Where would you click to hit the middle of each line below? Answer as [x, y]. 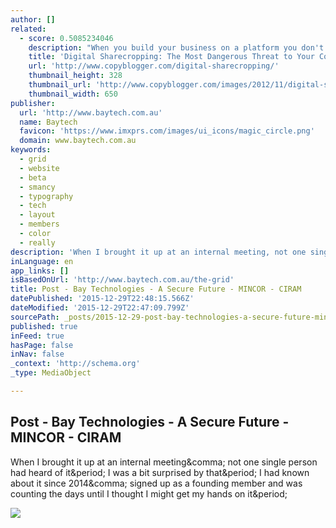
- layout [37, 215]
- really [37, 242]
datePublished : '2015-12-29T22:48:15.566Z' [102, 299]
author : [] [33, 19]
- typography [46, 196]
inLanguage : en [42, 261]
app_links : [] [40, 271]
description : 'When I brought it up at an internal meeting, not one [158, 252]
